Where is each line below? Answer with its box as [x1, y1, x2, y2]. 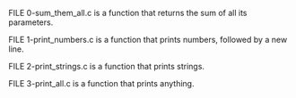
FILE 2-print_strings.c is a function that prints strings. [8, 61, 205, 71]
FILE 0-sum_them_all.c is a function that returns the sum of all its [8, 8, 248, 18]
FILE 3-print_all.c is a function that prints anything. [8, 78, 195, 88]
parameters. [8, 17, 54, 28]
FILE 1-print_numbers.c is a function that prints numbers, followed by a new [8, 35, 288, 45]
